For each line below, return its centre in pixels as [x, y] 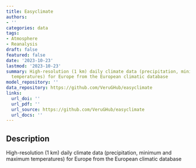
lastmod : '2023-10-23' [34, 66]
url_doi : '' [26, 98]
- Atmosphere [22, 39]
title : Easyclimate [30, 11]
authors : [17, 17]
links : [14, 93]
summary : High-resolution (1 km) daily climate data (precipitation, [92, 71]
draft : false [22, 50]
